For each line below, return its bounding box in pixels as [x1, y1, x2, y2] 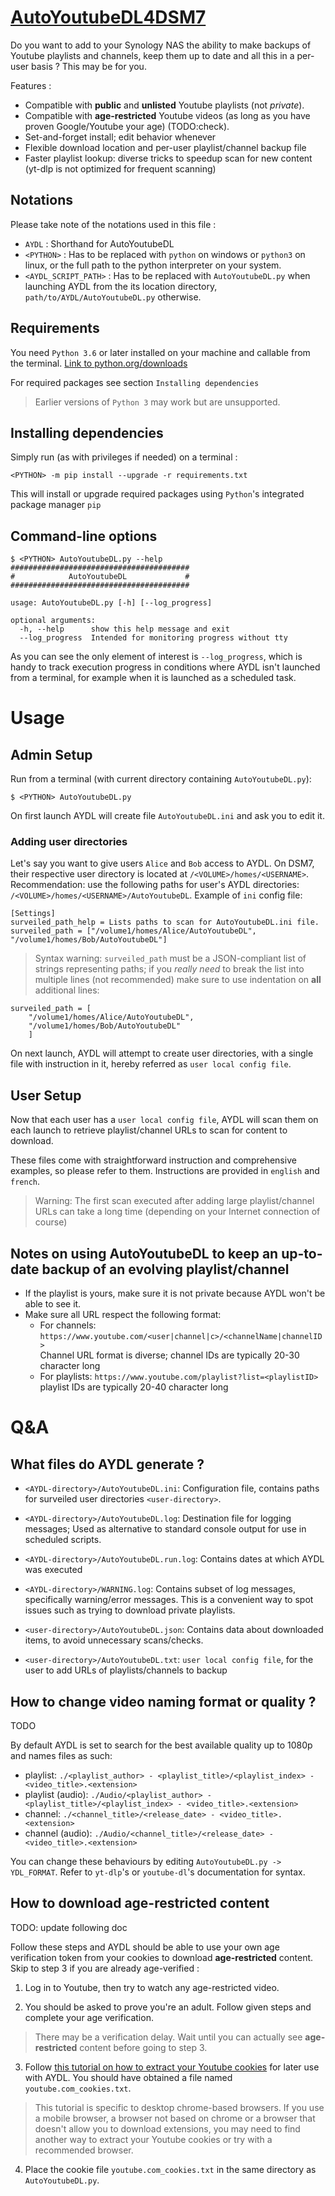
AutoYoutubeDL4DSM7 [10, 6, 207, 29]
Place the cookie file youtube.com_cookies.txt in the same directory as [24, 2163, 317, 2175]
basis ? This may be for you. [31, 60, 147, 72]
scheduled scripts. [24, 1534, 102, 1546]
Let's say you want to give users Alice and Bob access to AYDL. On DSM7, [10, 857, 315, 870]
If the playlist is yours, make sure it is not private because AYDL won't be [24, 1287, 326, 1300]
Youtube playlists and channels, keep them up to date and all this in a [10, 49, 295, 61]
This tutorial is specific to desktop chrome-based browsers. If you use [34, 2101, 325, 2113]
